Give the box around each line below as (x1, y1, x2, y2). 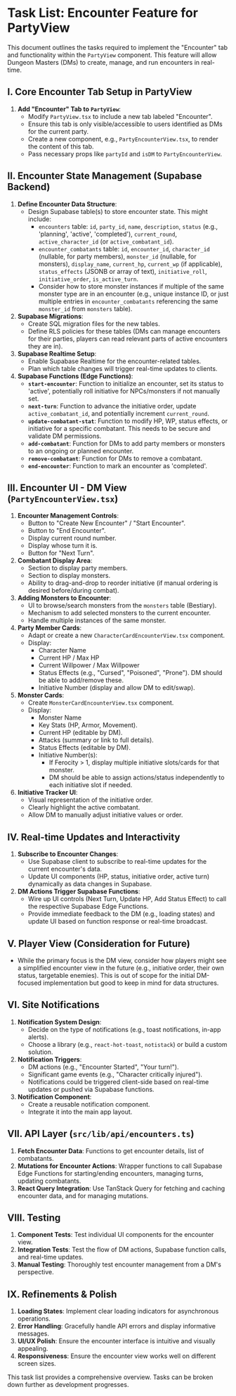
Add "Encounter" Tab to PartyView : (17, 104, 122, 113)
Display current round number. (27, 534, 117, 543)
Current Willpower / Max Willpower (38, 661, 140, 669)
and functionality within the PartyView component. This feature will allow (7, 51, 217, 59)
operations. (17, 1314, 51, 1323)
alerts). (27, 1033, 49, 1041)
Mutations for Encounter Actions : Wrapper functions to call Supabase (17, 1162, 223, 1170)
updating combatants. (17, 1176, 81, 1185)
